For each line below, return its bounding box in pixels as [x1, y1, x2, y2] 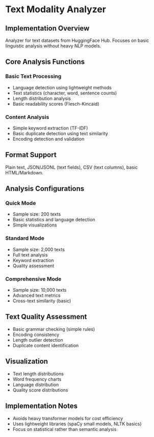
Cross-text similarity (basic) [12, 298, 71, 304]
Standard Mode [5, 235, 45, 242]
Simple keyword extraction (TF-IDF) [12, 125, 88, 131]
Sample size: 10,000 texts [12, 287, 67, 293]
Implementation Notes [5, 402, 78, 410]
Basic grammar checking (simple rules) [12, 326, 95, 332]
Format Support [5, 150, 57, 159]
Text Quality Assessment [5, 313, 87, 321]
